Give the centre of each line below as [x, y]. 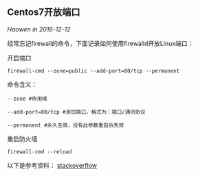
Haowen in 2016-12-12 [39, 29]
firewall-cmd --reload [40, 152]
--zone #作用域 [27, 99]
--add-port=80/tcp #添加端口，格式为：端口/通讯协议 [76, 112]
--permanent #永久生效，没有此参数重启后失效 [66, 125]
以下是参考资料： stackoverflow [52, 165]
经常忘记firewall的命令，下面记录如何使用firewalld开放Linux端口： [100, 43]
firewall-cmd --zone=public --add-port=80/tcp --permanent [93, 71]
